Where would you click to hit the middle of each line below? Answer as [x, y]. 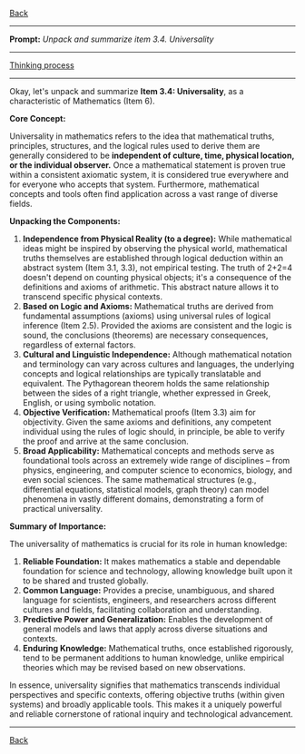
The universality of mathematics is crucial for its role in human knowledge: [148, 544]
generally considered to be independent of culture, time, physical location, [152, 155]
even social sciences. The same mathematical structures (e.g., [139, 480]
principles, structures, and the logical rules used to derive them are [135, 146]
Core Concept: [38, 118]
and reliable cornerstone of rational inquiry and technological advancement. [151, 714]
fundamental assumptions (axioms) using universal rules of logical [146, 316]
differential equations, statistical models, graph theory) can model [146, 490]
